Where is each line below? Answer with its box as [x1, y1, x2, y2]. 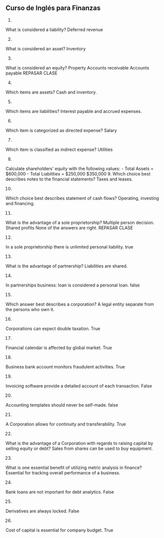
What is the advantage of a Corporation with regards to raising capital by [5, 440, 153, 446]
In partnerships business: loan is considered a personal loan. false [5, 282, 140, 288]
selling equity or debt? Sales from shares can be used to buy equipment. [5, 445, 153, 451]
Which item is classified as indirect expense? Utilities [5, 146, 113, 152]
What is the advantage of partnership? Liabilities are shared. [5, 263, 128, 269]
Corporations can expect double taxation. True [5, 325, 100, 331]
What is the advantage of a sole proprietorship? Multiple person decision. [5, 219, 155, 225]
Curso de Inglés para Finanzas [5, 4, 101, 12]
